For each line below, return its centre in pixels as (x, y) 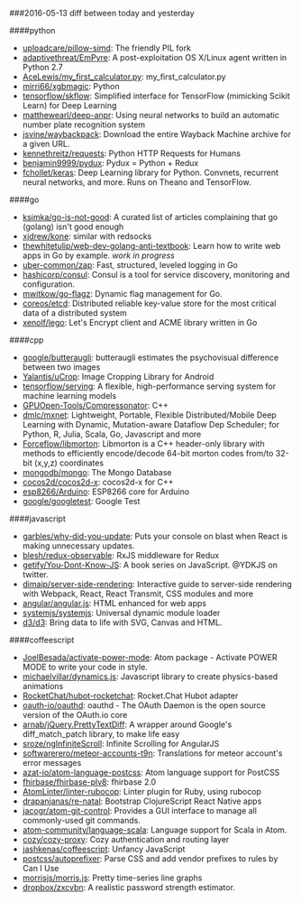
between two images (61, 367)
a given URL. (46, 144)
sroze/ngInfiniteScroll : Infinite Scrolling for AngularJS (121, 744)
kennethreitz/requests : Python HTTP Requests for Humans (132, 153)
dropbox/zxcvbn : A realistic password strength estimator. (129, 887)
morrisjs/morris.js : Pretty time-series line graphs (112, 878)
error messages (52, 763)
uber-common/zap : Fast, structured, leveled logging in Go (130, 265)
